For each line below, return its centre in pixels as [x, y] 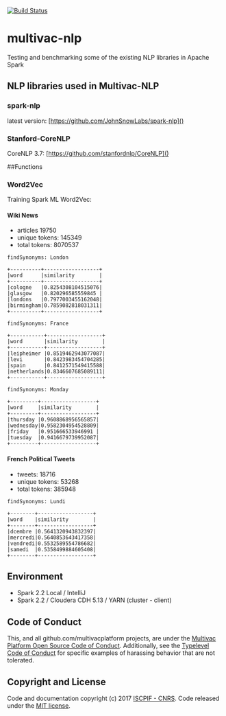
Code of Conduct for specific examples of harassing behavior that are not [111, 653]
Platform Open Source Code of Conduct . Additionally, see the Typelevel [108, 646]
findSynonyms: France [38, 324]
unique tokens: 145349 [49, 238]
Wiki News [23, 215]
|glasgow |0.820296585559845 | [55, 294]
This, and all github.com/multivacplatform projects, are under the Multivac [112, 638]
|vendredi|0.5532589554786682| [52, 543]
